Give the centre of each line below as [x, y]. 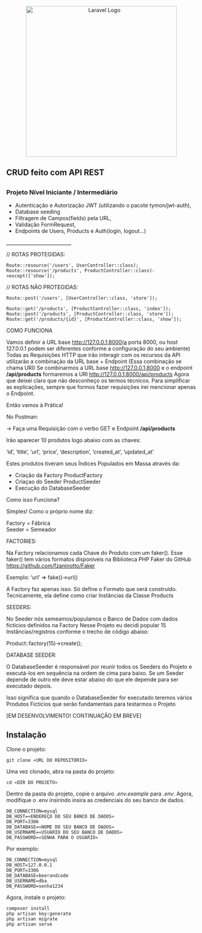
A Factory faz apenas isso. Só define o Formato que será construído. [92, 589]
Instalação [27, 735]
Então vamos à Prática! [35, 405]
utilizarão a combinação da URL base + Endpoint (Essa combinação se [94, 361]
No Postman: [22, 417]
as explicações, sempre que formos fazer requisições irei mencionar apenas [101, 387]
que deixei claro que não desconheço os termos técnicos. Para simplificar [98, 381]
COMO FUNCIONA [30, 331]
